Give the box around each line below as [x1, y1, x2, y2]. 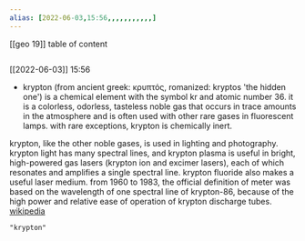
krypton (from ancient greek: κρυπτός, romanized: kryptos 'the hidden [22, 81, 287, 92]
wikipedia [9, 206, 46, 216]
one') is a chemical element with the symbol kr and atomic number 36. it [22, 91, 294, 102]
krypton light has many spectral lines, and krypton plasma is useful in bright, [9, 147, 296, 158]
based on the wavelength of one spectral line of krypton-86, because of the [9, 186, 294, 196]
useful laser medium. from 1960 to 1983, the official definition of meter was [9, 176, 291, 187]
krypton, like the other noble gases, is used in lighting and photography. [9, 137, 280, 148]
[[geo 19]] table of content [9, 38, 107, 49]
